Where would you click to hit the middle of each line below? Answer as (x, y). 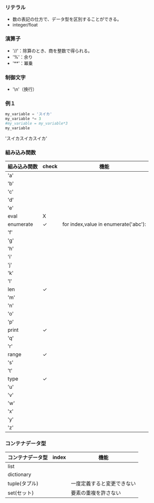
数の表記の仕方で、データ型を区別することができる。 (67, 19)
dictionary (19, 474)
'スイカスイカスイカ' (26, 138)
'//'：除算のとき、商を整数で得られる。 (52, 51)
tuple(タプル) (23, 483)
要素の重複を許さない (96, 493)
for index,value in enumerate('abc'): (104, 224)
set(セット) (21, 493)
